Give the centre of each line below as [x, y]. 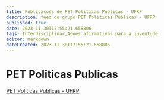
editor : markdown [28, 39]
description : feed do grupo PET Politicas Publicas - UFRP [81, 17]
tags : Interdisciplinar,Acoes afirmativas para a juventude [82, 34]
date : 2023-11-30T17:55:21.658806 [49, 28]
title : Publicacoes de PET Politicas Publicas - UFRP [74, 12]
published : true [26, 23]
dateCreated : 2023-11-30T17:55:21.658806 [58, 45]
